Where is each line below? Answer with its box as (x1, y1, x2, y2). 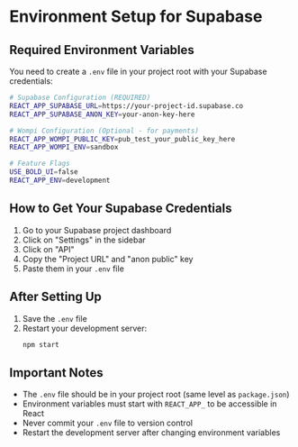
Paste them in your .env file (22, 263, 124, 274)
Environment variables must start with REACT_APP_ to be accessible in (22, 398, 277, 409)
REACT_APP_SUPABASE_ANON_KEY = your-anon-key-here (9, 110, 195, 119)
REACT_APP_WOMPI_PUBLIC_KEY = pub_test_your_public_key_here (9, 134, 236, 143)
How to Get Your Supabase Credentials (9, 201, 232, 216)
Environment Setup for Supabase (9, 6, 263, 27)
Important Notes (9, 365, 104, 380)
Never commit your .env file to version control (22, 417, 194, 429)
